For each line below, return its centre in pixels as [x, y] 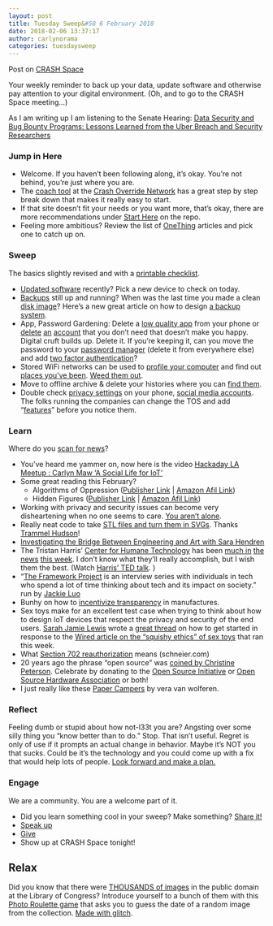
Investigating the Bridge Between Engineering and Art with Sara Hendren [142, 542]
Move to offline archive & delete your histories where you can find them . [141, 383]
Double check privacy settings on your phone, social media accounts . [137, 392]
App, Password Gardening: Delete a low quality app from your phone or [140, 323]
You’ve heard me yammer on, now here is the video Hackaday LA [130, 465]
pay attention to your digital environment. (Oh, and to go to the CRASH [126, 93]
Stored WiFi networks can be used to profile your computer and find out [141, 366]
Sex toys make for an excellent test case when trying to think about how [141, 611]
